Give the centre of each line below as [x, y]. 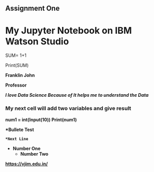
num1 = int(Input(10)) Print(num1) [41, 119]
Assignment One [33, 8]
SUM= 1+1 [16, 55]
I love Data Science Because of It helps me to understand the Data [77, 95]
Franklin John [20, 75]
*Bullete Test [20, 130]
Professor [16, 85]
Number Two [34, 154]
